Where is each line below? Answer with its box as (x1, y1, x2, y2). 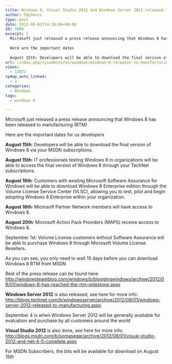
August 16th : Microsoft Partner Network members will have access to (5, 204, 153, 210)
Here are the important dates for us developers (5, 131, 104, 138)
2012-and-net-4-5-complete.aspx (5, 338, 77, 345)
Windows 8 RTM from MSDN (5, 261, 67, 267)
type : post (5, 17, 29, 22)
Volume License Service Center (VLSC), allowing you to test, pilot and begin (5, 189, 165, 195)
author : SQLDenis (5, 12, 42, 17)
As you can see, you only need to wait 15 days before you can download (5, 255, 158, 261)
